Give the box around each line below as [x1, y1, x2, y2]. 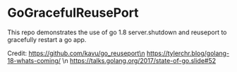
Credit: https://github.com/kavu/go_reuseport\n [7, 49, 146, 57]
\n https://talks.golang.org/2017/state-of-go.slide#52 [62, 56, 217, 64]
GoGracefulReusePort [7, 5, 139, 21]
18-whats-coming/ [7, 56, 61, 64]
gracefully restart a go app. [7, 35, 87, 43]
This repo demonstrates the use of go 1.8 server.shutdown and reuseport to [7, 28, 227, 36]
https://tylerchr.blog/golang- [146, 49, 230, 57]
